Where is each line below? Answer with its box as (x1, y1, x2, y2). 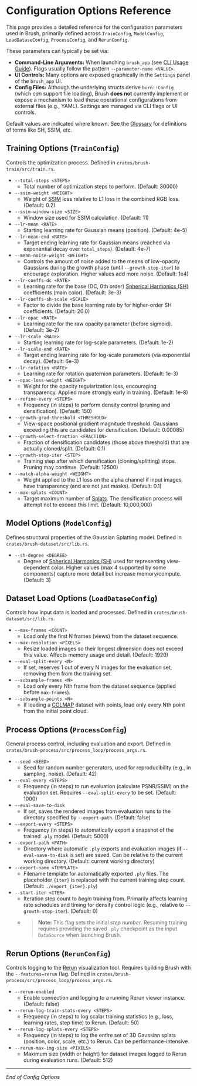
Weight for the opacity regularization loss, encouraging (23, 382, 157, 389)
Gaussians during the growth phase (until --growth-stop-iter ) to (23, 264, 180, 271)
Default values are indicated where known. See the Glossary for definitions (6, 120, 187, 127)
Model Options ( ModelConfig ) (6, 518, 113, 528)
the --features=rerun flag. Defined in (6, 970, 96, 977)
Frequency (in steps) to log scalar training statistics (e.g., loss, (23, 1013, 174, 1020)
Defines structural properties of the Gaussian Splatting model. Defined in (6, 533, 182, 541)
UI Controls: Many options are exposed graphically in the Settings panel (14, 71, 191, 78)
